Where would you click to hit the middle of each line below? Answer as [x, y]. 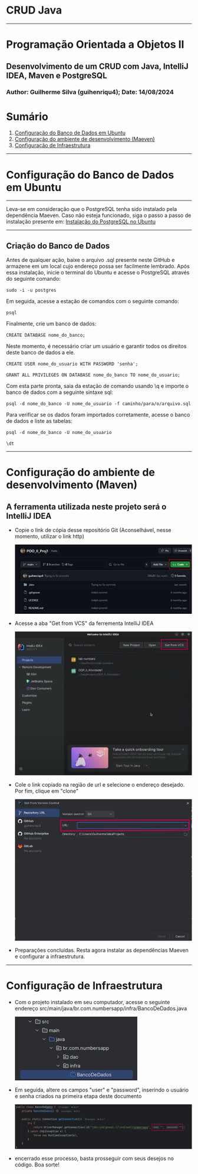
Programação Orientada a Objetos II [95, 45]
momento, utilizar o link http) [49, 537]
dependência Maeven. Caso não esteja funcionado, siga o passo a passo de [99, 215]
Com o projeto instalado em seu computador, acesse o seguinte [92, 1002]
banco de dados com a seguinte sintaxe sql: [60, 392]
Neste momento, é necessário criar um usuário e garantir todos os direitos [96, 346]
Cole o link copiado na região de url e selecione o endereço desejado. [100, 785]
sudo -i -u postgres [32, 290]
